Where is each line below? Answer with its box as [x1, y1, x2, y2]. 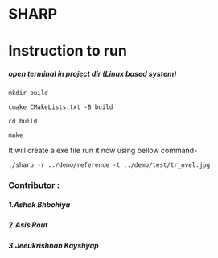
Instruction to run [8, 42, 127, 60]
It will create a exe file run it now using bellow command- [8, 146, 198, 156]
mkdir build [8, 89, 48, 98]
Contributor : [8, 180, 60, 191]
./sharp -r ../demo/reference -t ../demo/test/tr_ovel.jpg [8, 161, 211, 169]
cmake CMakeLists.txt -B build [8, 103, 113, 111]
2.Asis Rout [8, 220, 48, 230]
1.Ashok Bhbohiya [8, 199, 71, 210]
